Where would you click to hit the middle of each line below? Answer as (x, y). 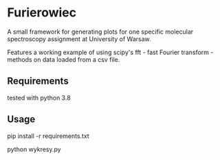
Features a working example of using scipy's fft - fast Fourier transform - (110, 52)
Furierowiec (42, 13)
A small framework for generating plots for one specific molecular (100, 32)
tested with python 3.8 (39, 98)
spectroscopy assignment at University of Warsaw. (79, 38)
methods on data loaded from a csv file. (64, 59)
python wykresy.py (34, 149)
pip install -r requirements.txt (48, 136)
